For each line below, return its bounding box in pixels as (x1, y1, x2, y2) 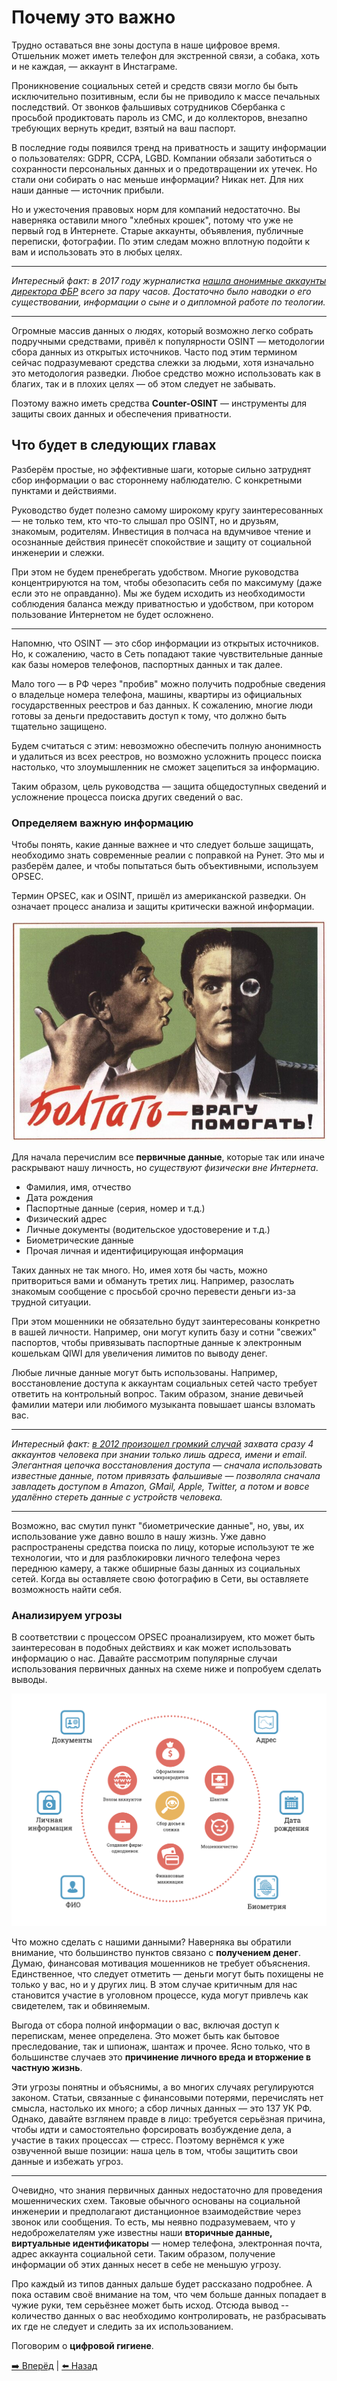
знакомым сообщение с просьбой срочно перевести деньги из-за (11, 1285, 296, 1297)
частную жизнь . (11, 2061, 83, 2073)
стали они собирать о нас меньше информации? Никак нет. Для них (11, 173, 304, 185)
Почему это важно (11, 6, 176, 29)
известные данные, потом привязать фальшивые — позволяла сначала (11, 1469, 321, 1481)
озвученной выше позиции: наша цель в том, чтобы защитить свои (11, 2144, 298, 2156)
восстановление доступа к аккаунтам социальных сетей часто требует (11, 1377, 318, 1389)
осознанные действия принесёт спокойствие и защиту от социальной (11, 536, 312, 548)
